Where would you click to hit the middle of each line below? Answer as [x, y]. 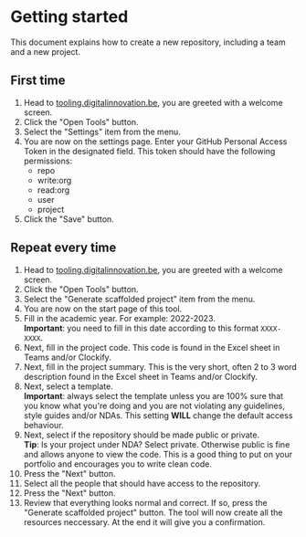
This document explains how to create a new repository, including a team [148, 42]
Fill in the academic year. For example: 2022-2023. [119, 318]
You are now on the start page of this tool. [103, 309]
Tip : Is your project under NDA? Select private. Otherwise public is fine [157, 444]
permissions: [47, 161]
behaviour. [43, 425]
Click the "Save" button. [69, 219]
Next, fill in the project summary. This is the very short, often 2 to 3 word [160, 366]
